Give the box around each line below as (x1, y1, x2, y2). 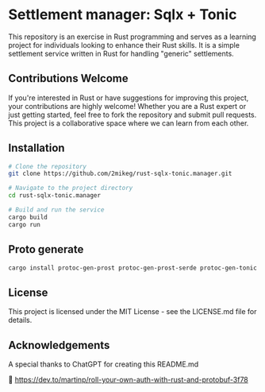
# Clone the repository (8, 162, 87, 170)
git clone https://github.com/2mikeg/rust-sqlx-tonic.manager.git (8, 169, 232, 178)
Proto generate (8, 243, 84, 256)
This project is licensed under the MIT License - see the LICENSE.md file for (8, 307, 257, 316)
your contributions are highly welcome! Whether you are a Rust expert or (8, 101, 247, 111)
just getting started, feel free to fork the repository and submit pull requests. (8, 110, 257, 119)
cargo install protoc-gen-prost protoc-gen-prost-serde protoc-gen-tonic (8, 264, 258, 272)
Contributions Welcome (8, 72, 129, 85)
